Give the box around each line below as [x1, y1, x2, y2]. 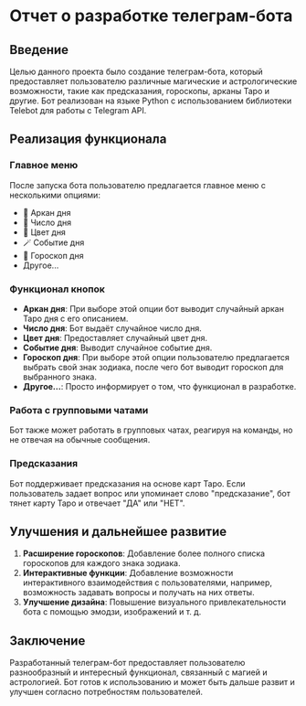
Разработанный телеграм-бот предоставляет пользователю [9, 658, 246, 669]
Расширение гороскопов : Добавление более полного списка [22, 548, 266, 559]
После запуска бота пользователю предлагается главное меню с [9, 179, 267, 190]
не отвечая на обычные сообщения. [9, 434, 151, 445]
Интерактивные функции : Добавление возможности [22, 568, 234, 579]
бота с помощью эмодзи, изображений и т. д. [22, 606, 202, 617]
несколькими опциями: [9, 189, 100, 200]
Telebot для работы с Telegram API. [9, 105, 147, 115]
